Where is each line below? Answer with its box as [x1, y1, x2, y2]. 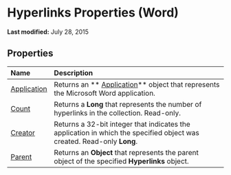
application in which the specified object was [54, 127, 199, 137]
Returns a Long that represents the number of [54, 99, 202, 109]
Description [54, 68, 93, 77]
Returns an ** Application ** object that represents [54, 79, 220, 89]
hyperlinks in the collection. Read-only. [54, 108, 181, 118]
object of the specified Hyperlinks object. [54, 156, 189, 166]
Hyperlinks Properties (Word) [7, 5, 179, 21]
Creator [10, 127, 36, 137]
